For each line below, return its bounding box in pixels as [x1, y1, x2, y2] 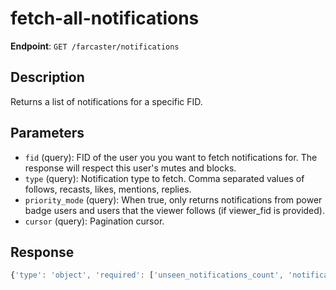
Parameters [10, 125, 85, 142]
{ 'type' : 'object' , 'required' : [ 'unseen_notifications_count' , [10, 270, 284, 281]
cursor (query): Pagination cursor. [24, 215, 165, 227]
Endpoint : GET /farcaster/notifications [10, 40, 180, 52]
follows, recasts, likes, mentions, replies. [24, 183, 192, 195]
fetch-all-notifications [10, 7, 200, 30]
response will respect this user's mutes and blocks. [24, 162, 237, 174]
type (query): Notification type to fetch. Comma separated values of [24, 172, 305, 184]
